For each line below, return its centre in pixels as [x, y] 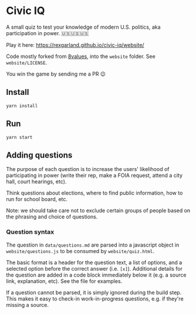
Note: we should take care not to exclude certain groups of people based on [98, 211]
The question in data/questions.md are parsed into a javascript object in [93, 245]
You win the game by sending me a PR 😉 [56, 74]
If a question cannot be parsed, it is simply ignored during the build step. [94, 292]
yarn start [19, 137]
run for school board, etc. [37, 199]
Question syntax [30, 232]
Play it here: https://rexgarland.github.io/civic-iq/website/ [75, 45]
